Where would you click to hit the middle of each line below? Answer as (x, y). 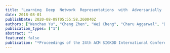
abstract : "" (19, 33)
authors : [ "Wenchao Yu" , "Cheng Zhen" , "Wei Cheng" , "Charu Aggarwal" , (82, 24)
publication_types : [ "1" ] (32, 29)
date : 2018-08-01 (24, 15)
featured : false (22, 38)
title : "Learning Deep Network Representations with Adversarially (83, 10)
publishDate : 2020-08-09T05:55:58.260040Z (51, 19)
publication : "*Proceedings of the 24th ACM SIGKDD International (77, 43)
